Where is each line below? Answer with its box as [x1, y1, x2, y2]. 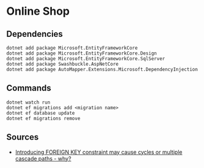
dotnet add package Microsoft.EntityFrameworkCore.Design [6, 50, 157, 56]
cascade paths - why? [15, 155, 71, 162]
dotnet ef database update [6, 110, 75, 116]
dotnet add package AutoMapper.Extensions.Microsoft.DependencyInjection [6, 66, 199, 72]
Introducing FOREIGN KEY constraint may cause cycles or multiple [15, 148, 183, 156]
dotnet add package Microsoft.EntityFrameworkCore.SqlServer [6, 56, 166, 62]
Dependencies [6, 29, 63, 39]
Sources [6, 132, 39, 142]
